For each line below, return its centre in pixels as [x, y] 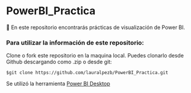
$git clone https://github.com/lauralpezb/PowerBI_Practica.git [87, 73]
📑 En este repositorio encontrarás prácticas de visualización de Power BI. [96, 27]
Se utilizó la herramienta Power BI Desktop [58, 84]
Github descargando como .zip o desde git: [59, 62]
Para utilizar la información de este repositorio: [75, 43]
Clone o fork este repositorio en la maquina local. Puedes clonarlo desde [95, 56]
